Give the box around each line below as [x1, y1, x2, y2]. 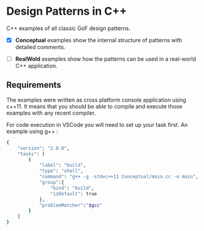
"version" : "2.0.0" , [17, 145, 70, 151]
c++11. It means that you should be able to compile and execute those [6, 102, 183, 110]
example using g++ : [6, 127, 58, 135]
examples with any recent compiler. [6, 109, 96, 116]
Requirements [6, 80, 61, 90]
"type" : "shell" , [39, 168, 84, 174]
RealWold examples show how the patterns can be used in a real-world [15, 55, 196, 62]
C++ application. [15, 62, 58, 70]
